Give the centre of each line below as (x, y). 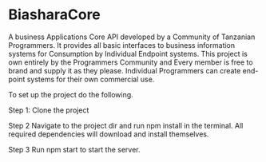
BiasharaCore (55, 15)
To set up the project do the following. (71, 94)
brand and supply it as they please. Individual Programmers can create (125, 70)
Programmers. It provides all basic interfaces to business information (122, 45)
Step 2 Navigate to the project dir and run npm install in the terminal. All (126, 125)
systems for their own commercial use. (91, 79)
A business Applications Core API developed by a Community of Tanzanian (132, 37)
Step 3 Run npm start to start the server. (74, 149)
